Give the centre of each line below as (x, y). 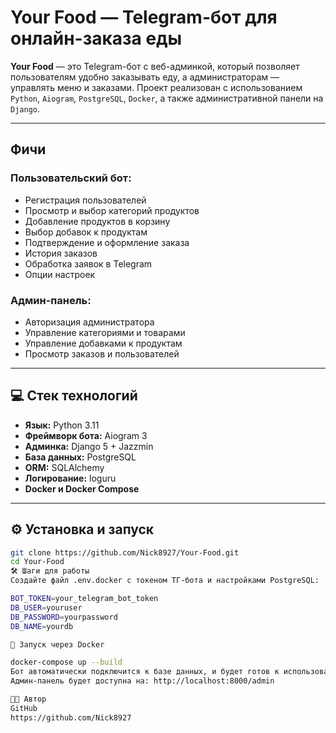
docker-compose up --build (66, 662)
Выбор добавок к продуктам (86, 232)
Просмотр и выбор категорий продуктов (112, 210)
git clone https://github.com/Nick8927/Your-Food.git (125, 552)
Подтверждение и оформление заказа (107, 242)
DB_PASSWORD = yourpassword (64, 617)
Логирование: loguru (70, 478)
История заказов (61, 253)
